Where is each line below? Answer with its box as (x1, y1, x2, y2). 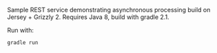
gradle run (7, 39, 39, 46)
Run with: (7, 26, 34, 34)
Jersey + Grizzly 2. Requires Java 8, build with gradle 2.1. (7, 13, 170, 21)
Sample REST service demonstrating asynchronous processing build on (7, 6, 211, 14)
